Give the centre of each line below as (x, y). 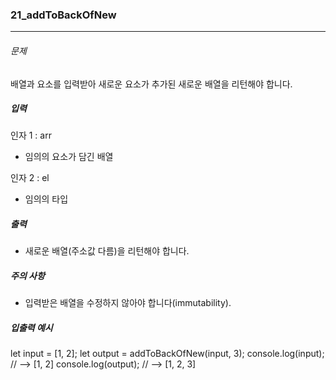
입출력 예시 (31, 327)
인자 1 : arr (31, 135)
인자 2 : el (30, 178)
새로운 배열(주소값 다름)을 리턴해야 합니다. (107, 251)
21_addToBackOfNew (63, 15)
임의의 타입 (46, 199)
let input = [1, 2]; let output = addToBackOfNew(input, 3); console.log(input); (167, 354)
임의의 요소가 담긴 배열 (69, 157)
